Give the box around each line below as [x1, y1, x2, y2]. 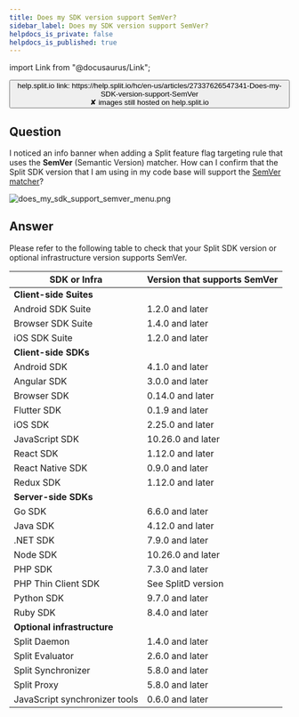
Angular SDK [13, 375, 68, 387]
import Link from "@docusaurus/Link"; [9, 62, 151, 73]
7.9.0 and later [146, 534, 209, 546]
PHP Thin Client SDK [13, 577, 101, 590]
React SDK [13, 447, 59, 459]
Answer [9, 219, 54, 234]
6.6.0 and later [146, 504, 209, 517]
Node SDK [13, 548, 58, 560]
